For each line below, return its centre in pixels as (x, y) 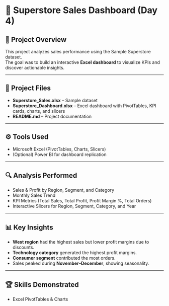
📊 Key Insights (29, 227)
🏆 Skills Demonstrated (42, 285)
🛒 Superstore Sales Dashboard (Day (81, 10)
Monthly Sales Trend (34, 195)
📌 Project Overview (36, 40)
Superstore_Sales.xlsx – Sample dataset (55, 100)
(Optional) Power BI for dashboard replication (59, 154)
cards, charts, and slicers (39, 111)
